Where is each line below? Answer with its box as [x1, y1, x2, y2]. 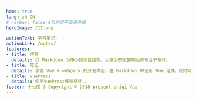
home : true [6, 8, 33, 15]
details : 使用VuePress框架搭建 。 [11, 79, 90, 84]
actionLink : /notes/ [6, 41, 57, 47]
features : [6, 46, 30, 52]
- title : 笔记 [6, 62, 39, 68]
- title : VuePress [6, 73, 51, 79]
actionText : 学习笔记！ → [6, 36, 65, 41]
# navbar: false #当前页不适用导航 [6, 19, 86, 25]
